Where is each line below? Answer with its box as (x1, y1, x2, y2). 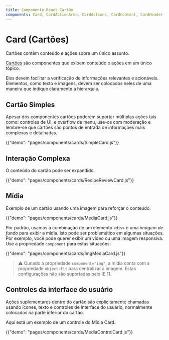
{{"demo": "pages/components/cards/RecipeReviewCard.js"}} (6, 177, 134, 184)
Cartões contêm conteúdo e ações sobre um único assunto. (6, 50, 129, 56)
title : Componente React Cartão (6, 7, 73, 13)
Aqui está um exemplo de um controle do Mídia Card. (6, 319, 116, 325)
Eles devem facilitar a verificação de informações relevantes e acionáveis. (6, 75, 159, 81)
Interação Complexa (6, 154, 70, 162)
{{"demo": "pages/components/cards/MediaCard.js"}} (6, 215, 118, 221)
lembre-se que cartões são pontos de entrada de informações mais (6, 124, 145, 131)
